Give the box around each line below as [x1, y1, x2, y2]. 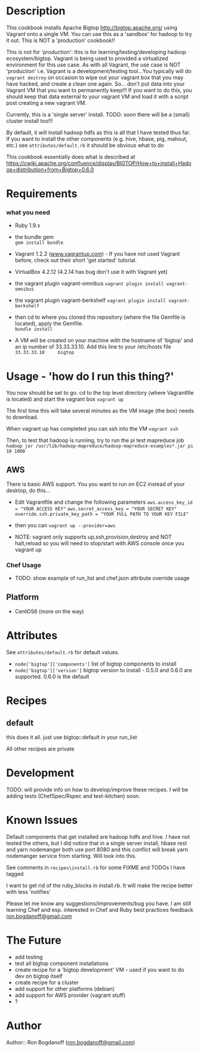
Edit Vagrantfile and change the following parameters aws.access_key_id [14, 498, 193, 506]
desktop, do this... [6, 487, 51, 494]
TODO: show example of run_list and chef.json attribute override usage [14, 575, 190, 582]
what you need [6, 208, 51, 217]
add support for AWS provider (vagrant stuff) [14, 991, 126, 999]
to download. [6, 413, 39, 421]
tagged [6, 870, 24, 878]
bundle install [14, 327, 53, 332]
